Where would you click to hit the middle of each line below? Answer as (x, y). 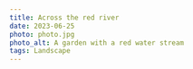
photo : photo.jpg (42, 34)
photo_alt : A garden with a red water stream (96, 43)
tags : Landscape (40, 51)
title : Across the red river (64, 17)
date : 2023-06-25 (42, 26)
